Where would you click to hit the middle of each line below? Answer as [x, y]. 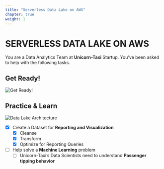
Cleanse [28, 133]
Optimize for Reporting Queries [52, 144]
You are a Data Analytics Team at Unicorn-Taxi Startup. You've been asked [82, 57]
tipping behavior [37, 161]
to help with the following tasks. [38, 63]
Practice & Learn [31, 106]
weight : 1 [15, 19]
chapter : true [20, 14]
